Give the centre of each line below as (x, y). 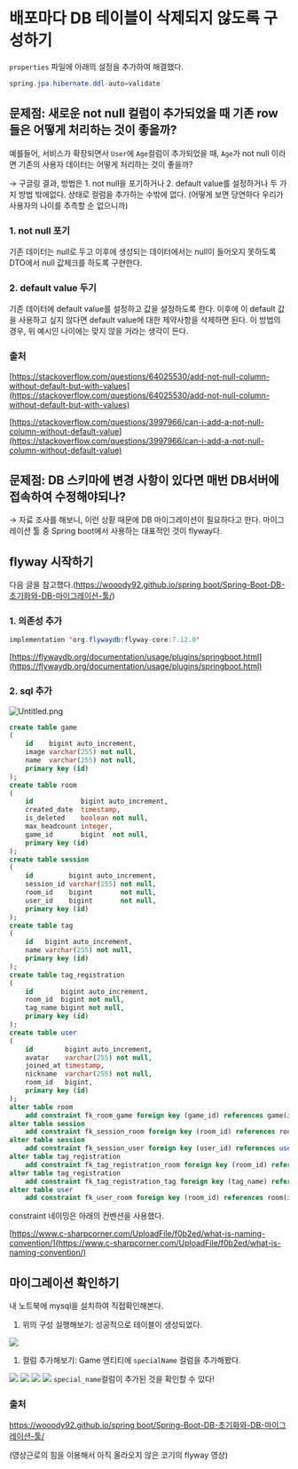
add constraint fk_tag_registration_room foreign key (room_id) (146, 1164)
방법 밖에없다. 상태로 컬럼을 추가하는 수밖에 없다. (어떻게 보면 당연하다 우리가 (151, 194)
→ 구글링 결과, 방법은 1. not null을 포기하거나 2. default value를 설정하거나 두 (143, 183)
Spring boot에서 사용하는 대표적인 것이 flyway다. (137, 531)
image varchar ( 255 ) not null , (81, 752)
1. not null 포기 (40, 230)
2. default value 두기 (53, 288)
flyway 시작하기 (51, 562)
